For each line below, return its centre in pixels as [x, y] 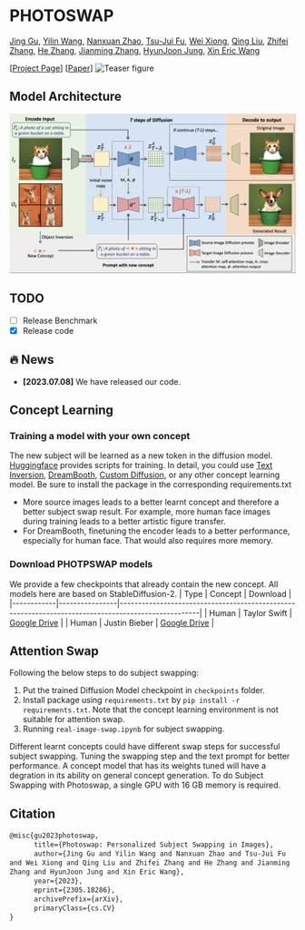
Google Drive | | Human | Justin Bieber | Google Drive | [112, 622]
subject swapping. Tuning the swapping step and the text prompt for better [150, 756]
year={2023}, [58, 881]
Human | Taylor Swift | [251, 612]
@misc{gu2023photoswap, [54, 836]
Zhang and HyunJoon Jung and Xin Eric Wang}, [97, 872]
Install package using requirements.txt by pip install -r [131, 700]
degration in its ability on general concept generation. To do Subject [137, 776]
